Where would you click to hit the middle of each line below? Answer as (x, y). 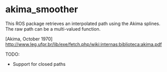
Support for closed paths (39, 64)
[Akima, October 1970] (29, 39)
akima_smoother (42, 9)
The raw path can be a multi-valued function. (53, 29)
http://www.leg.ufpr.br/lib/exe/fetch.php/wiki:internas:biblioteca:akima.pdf (84, 44)
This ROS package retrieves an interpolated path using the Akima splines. (83, 23)
